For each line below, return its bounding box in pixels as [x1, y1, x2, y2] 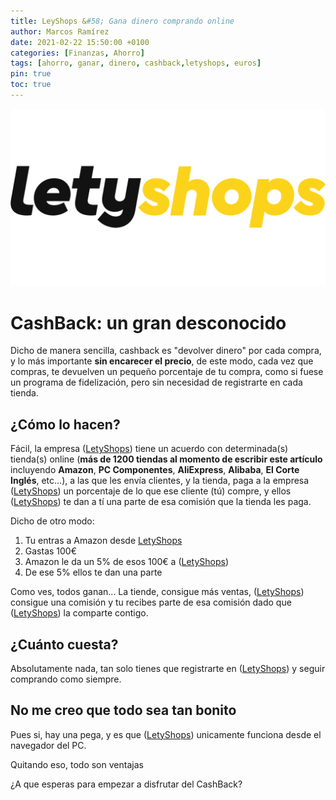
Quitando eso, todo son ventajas [10, 758, 144, 770]
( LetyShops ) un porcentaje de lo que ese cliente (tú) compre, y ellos [10, 485, 292, 497]
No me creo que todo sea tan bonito [10, 702, 237, 719]
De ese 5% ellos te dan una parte [24, 566, 163, 579]
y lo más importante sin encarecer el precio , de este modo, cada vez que [10, 355, 314, 367]
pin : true [10, 69, 52, 79]
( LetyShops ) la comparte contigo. [10, 607, 149, 619]
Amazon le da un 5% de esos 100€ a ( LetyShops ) [24, 556, 230, 568]
